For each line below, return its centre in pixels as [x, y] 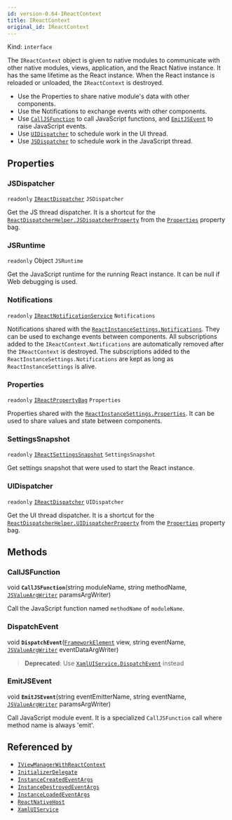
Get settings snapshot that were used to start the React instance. [101, 468]
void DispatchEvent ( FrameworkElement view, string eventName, [97, 642]
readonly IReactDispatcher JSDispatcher [66, 200]
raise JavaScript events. [52, 126]
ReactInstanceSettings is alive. [52, 366]
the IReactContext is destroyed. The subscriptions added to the [99, 351]
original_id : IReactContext [48, 27]
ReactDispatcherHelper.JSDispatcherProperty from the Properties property [116, 220]
